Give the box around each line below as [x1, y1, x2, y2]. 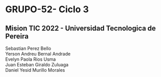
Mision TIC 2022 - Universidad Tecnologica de [5, 24, 156, 33]
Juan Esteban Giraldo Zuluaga [5, 62, 69, 67]
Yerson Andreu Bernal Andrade [5, 51, 71, 57]
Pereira [5, 32, 29, 40]
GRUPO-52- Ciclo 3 [5, 4, 89, 15]
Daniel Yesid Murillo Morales [5, 67, 65, 73]
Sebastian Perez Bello [5, 45, 51, 52]
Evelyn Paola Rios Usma [5, 56, 56, 62]
